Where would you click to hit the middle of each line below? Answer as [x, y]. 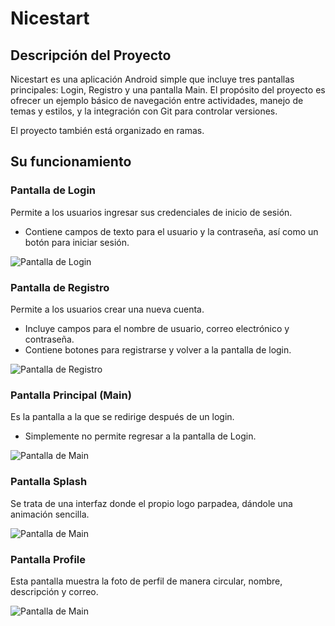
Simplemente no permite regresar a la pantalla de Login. [140, 436]
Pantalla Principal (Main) [71, 395]
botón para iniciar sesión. [77, 242]
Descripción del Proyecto [91, 55]
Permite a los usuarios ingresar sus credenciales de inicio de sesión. [151, 212]
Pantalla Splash [49, 482]
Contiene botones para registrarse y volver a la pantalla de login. [158, 349]
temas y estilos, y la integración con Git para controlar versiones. [144, 111]
